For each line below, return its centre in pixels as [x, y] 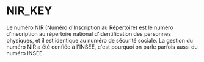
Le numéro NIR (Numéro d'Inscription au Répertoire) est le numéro [90, 27]
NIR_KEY [29, 11]
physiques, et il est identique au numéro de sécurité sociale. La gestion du [100, 40]
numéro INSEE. [25, 53]
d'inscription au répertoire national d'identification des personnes [89, 33]
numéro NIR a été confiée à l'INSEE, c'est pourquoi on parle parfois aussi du [102, 47]
